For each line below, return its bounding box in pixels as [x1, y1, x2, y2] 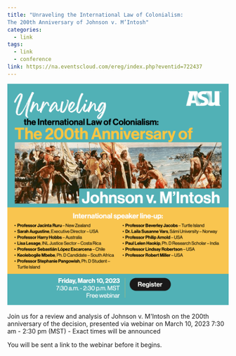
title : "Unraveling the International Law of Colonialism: [7, 11, 184, 18]
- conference [13, 56, 52, 63]
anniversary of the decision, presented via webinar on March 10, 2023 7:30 [7, 319, 225, 328]
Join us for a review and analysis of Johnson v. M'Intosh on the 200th [7, 312, 209, 320]
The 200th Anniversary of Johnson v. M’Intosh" [7, 18, 150, 26]
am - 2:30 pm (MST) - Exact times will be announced [7, 327, 161, 335]
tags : [7, 41, 23, 48]
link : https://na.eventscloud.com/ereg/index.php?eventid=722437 [7, 63, 202, 70]
